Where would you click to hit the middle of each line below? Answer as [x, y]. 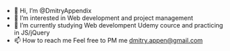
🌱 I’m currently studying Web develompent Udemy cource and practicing [118, 25]
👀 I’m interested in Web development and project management [103, 18]
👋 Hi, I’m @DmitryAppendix [53, 11]
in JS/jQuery [32, 32]
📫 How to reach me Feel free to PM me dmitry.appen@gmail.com [108, 40]
